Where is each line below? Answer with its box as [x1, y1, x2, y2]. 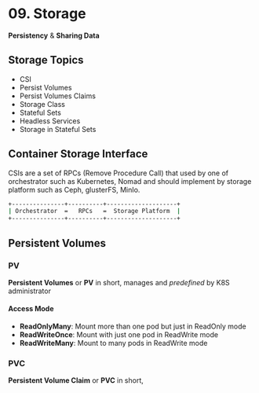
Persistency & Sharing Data [8, 31, 100, 40]
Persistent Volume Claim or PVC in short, [8, 376, 144, 385]
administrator [8, 286, 51, 296]
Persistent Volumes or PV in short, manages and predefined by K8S [8, 277, 230, 287]
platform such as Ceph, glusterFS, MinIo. [8, 185, 140, 194]
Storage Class [19, 99, 65, 108]
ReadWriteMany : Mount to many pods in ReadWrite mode [19, 339, 208, 348]
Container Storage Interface [8, 147, 148, 161]
